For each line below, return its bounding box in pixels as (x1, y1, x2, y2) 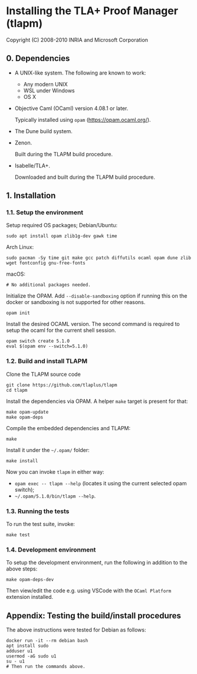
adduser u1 (6, 648, 33, 654)
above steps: (6, 565, 38, 572)
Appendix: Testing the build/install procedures (6, 611, 182, 621)
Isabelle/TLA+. (14, 162, 50, 169)
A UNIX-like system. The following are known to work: (14, 69, 146, 76)
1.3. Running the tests (6, 507, 70, 515)
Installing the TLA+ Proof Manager (6, 4, 179, 18)
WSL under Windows (23, 87, 75, 94)
